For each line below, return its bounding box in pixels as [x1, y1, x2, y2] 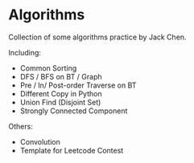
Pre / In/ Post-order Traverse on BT [19, 80, 137, 90]
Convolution [19, 137, 60, 146]
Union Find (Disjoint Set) [19, 97, 101, 107]
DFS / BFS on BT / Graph [19, 71, 102, 81]
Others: [8, 121, 34, 131]
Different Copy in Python [19, 88, 102, 98]
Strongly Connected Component [19, 106, 128, 116]
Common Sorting [19, 63, 77, 73]
